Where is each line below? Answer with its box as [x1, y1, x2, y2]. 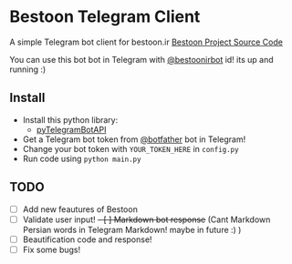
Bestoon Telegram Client [9, 6, 201, 27]
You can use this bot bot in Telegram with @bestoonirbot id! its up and [9, 54, 274, 65]
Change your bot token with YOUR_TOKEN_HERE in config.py [22, 143, 239, 154]
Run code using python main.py [22, 153, 141, 164]
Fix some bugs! [22, 244, 81, 255]
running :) [9, 64, 47, 75]
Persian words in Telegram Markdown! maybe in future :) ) [22, 224, 242, 235]
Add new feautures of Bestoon [22, 203, 139, 215]
